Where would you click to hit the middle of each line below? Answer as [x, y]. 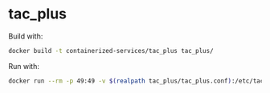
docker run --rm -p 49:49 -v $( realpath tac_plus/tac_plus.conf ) [120, 81]
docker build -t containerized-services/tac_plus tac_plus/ [111, 51]
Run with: [24, 66]
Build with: [26, 36]
